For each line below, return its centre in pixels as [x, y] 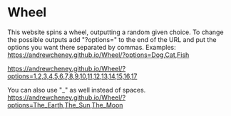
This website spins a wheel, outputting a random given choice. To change [115, 32]
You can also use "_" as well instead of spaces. [77, 90]
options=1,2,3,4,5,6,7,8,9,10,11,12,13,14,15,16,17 [72, 76]
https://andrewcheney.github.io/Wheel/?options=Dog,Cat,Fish [98, 55]
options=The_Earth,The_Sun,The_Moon [65, 105]
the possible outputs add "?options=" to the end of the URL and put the [112, 39]
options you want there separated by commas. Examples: [92, 47]
